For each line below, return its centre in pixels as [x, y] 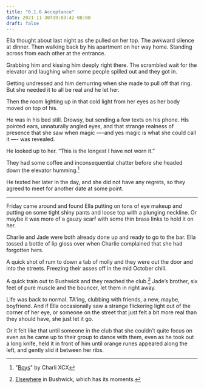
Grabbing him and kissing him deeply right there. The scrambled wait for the [102, 65]
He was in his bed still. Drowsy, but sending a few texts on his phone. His [98, 120]
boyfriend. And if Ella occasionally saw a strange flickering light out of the [99, 306]
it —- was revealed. [31, 139]
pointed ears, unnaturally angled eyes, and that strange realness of [90, 126]
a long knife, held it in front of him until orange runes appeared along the [97, 343]
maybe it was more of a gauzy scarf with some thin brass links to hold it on [100, 219]
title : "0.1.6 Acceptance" [40, 12]
